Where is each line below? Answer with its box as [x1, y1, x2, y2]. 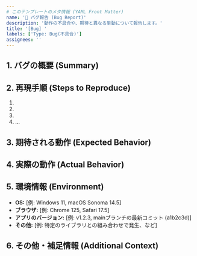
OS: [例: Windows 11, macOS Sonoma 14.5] [14, 199, 122, 206]
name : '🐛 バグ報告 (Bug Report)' [6, 14, 87, 20]
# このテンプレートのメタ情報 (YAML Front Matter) [6, 8, 124, 15]
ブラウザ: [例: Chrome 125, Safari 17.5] [14, 206, 110, 213]
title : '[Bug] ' [6, 25, 47, 32]
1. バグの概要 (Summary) [6, 61, 99, 71]
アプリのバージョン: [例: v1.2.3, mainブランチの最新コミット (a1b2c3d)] [14, 214, 192, 221]
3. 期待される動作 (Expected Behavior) [6, 137, 152, 147]
